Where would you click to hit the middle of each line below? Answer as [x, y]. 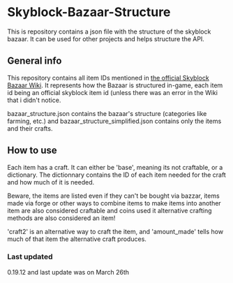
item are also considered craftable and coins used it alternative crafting [110, 210]
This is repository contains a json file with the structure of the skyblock [109, 31]
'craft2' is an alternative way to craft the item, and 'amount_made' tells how [115, 231]
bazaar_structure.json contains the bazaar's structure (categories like [107, 113]
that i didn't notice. [34, 100]
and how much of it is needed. [51, 182]
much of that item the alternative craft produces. [77, 239]
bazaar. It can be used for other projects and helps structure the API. [106, 38]
